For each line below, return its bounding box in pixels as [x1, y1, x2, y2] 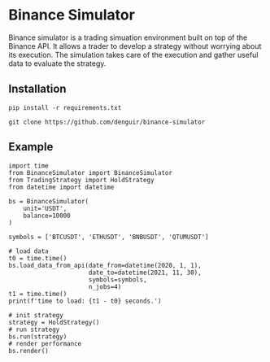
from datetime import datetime [8, 183, 115, 191]
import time [8, 161, 49, 170]
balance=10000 [23, 212, 71, 220]
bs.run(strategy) [8, 332, 67, 341]
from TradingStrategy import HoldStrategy [8, 176, 155, 184]
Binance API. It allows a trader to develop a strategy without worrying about [8, 41, 262, 50]
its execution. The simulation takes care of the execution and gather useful [8, 50, 259, 59]
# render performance [8, 339, 82, 347]
